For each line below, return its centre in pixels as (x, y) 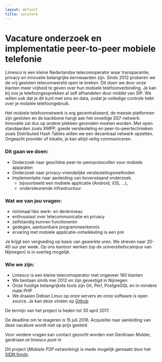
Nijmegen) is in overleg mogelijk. (38, 252)
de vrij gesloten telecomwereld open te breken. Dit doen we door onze (76, 83)
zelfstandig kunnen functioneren (45, 222)
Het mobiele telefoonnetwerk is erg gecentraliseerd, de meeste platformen (80, 113)
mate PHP (22, 291)
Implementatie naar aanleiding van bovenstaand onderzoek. (72, 178)
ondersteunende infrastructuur (50, 188)
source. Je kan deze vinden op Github (50, 301)
